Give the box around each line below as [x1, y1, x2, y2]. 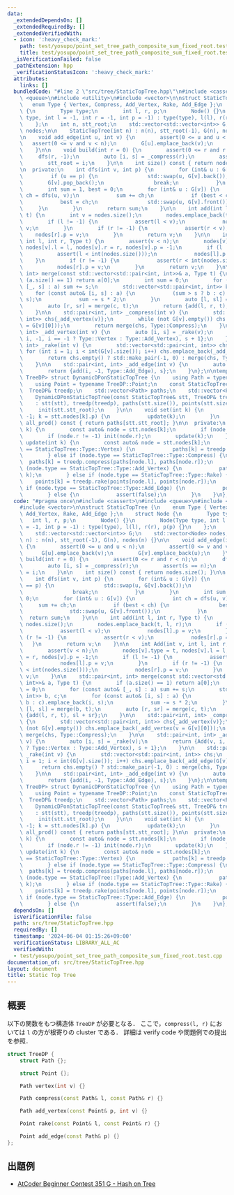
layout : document [7, 965, 58, 972]
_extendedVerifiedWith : [13, 29, 82, 37]
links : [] [19, 82, 49, 89]
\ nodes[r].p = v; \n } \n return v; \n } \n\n [19, 231, 210, 238]
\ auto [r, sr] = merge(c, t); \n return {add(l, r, [19, 303, 217, 310]
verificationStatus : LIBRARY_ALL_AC [13, 939, 120, 946]
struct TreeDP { [7, 1050, 54, 1057]
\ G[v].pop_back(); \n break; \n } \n [19, 179, 226, 186]
